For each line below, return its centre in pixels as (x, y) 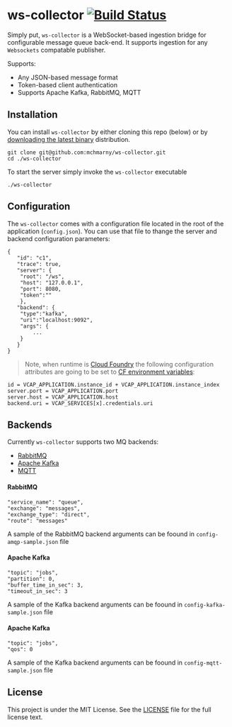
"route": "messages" (38, 521)
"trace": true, (39, 264)
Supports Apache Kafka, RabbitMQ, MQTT (79, 92)
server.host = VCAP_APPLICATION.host (63, 397)
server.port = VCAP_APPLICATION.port (63, 391)
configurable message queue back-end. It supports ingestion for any (108, 42)
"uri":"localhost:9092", (57, 320)
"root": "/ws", (42, 277)
